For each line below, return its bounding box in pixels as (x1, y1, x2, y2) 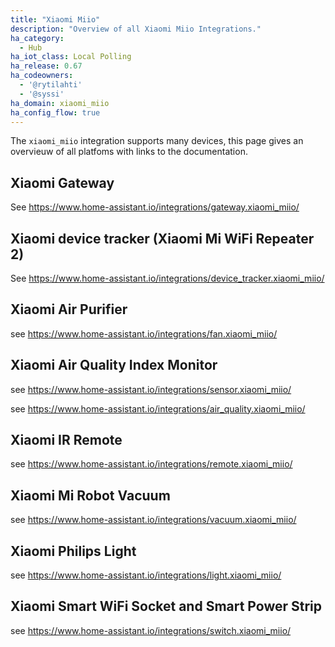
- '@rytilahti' (19, 80, 83, 90)
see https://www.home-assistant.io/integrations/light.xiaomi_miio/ (10, 569, 282, 581)
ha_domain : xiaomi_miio (10, 98, 110, 108)
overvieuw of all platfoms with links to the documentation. (10, 146, 248, 158)
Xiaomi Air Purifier (10, 301, 128, 318)
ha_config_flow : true (10, 107, 101, 118)
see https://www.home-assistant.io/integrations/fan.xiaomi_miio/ (10, 327, 278, 340)
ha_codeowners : (10, 71, 74, 81)
